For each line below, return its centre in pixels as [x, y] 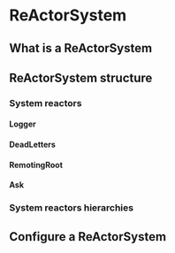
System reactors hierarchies [72, 208]
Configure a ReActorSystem [87, 237]
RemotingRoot [36, 165]
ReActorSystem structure [81, 77]
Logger [23, 124]
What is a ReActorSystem [81, 48]
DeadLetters [32, 145]
